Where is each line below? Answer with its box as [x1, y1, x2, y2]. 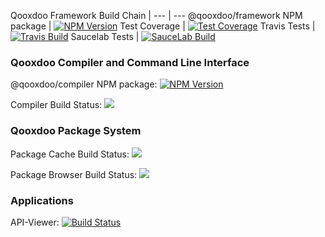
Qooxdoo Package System [10, 124, 142, 138]
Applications [10, 193, 74, 207]
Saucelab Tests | [70, 31, 140, 42]
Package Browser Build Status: [10, 168, 138, 180]
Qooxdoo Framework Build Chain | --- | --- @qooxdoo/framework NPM [10, 10, 303, 21]
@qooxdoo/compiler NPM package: [10, 78, 158, 90]
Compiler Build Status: [10, 99, 103, 111]
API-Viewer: [10, 216, 60, 228]
